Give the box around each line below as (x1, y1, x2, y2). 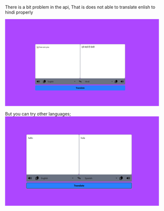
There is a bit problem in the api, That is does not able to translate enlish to (5, 4, 155, 10)
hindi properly (5, 9, 33, 15)
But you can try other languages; (5, 111, 71, 117)
